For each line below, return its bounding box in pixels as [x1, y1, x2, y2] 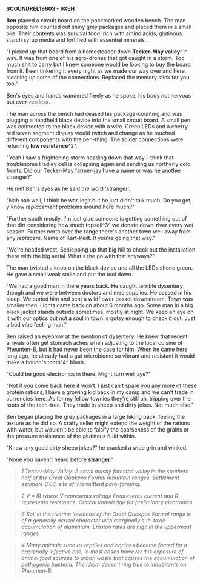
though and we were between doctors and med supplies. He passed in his [6, 289, 192, 296]
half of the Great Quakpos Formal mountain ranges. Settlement [21, 474, 180, 481]
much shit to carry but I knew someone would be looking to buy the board [6, 61, 191, 68]
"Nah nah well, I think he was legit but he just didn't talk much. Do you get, [6, 197, 192, 204]
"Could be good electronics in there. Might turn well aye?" [6, 370, 151, 378]
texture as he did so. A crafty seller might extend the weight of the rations [6, 419, 190, 427]
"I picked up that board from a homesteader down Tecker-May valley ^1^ [6, 48, 188, 55]
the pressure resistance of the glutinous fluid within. [6, 433, 136, 439]
